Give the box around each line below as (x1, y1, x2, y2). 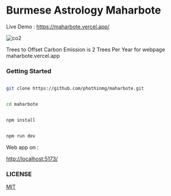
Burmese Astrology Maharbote (6, 4, 162, 17)
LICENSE (6, 169, 33, 178)
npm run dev (6, 133, 36, 139)
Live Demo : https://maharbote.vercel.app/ (6, 23, 110, 30)
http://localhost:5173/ (6, 155, 58, 162)
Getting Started (6, 67, 51, 75)
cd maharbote (6, 102, 38, 107)
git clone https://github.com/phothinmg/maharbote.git (6, 86, 144, 92)
